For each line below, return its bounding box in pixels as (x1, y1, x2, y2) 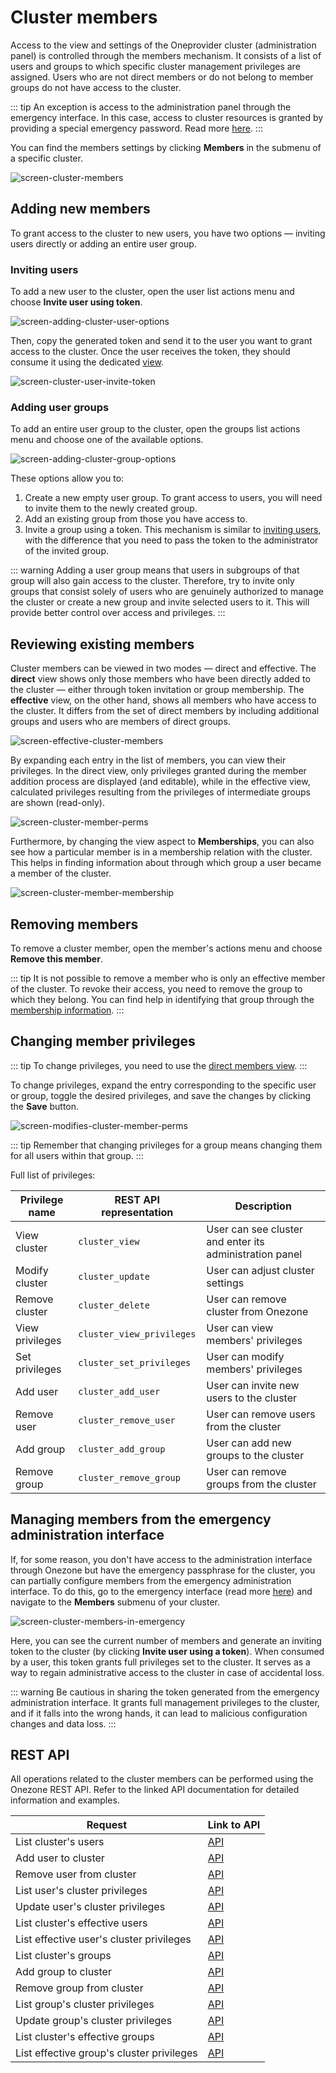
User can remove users (206, 1407, 316, 1421)
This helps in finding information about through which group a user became (10, 857, 322, 869)
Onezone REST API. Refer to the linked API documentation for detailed (10, 1784, 300, 1796)
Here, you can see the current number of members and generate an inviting (10, 1634, 322, 1646)
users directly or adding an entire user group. (10, 237, 197, 250)
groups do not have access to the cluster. (10, 81, 182, 93)
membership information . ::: (10, 1004, 125, 1016)
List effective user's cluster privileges (15, 1932, 192, 1946)
